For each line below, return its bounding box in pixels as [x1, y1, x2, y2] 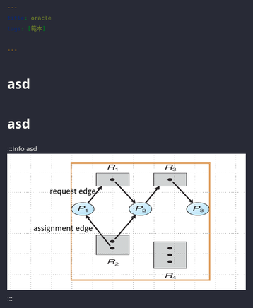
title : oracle [7, 14, 52, 22]
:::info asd [7, 143, 37, 153]
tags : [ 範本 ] [7, 25, 46, 32]
